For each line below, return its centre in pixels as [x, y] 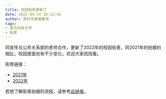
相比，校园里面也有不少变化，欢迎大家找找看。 [53, 53]
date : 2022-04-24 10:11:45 [33, 14]
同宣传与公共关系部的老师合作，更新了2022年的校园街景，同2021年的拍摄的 [83, 47]
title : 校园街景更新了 [26, 10]
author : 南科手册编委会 [27, 19]
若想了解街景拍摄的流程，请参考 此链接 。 [47, 91]
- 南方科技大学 [19, 28]
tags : [11, 24]
